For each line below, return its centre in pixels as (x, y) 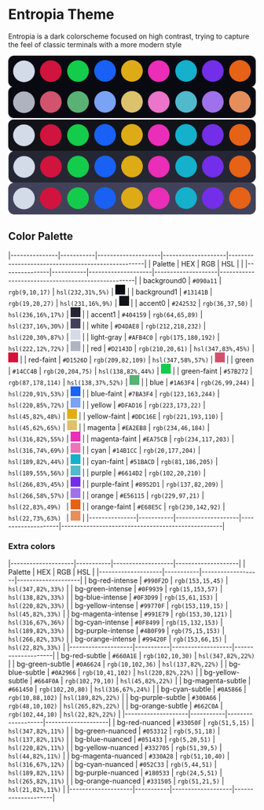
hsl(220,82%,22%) (165, 673)
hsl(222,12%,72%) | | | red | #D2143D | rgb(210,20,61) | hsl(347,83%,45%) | (132, 348)
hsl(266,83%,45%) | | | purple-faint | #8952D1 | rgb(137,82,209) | (116, 484)
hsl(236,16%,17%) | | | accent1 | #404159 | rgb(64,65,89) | (105, 314)
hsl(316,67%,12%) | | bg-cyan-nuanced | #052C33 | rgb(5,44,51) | (113, 764)
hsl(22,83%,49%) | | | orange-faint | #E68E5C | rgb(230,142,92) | (117, 506)
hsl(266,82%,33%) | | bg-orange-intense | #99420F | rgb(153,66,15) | (117, 639)
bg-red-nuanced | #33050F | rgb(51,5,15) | (185, 722)
